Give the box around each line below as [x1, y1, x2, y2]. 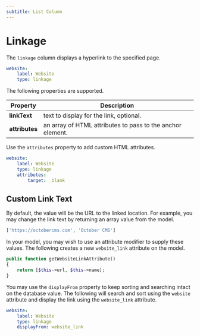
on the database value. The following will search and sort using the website [6, 290, 190, 297]
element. [43, 128, 68, 137]
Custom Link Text [6, 194, 73, 204]
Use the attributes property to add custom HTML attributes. [6, 144, 156, 151]
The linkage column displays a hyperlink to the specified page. [6, 54, 161, 61]
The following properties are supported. [6, 87, 104, 95]
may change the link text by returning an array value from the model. [6, 216, 174, 223]
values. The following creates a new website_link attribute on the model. [6, 244, 185, 252]
